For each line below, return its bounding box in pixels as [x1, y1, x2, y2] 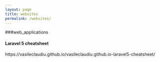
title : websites [5, 12, 38, 16]
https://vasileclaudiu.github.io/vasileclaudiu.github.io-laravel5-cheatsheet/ [5, 51, 156, 57]
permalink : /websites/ [5, 16, 51, 21]
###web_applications [5, 30, 48, 35]
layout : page [5, 7, 32, 12]
